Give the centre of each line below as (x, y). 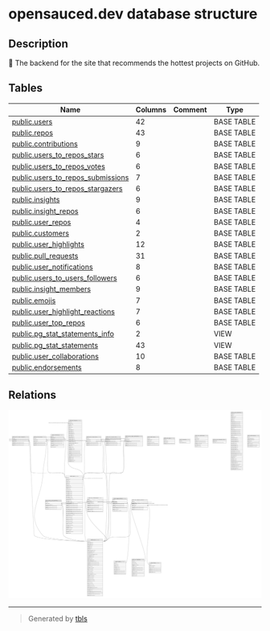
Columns (151, 110)
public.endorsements (47, 367)
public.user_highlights (48, 244)
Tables (25, 88)
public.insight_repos (45, 211)
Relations (33, 395)
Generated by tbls (58, 618)
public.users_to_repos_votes (59, 166)
